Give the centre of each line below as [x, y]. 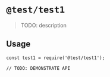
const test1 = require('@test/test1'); [56, 58]
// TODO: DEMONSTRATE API [38, 68]
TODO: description [44, 25]
